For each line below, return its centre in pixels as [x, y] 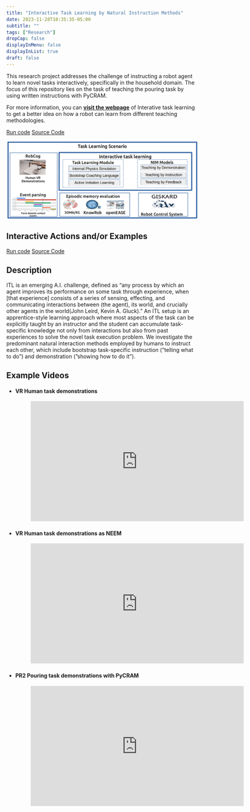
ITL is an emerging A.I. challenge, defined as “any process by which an [95, 285]
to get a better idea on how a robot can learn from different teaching [92, 113]
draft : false [23, 58]
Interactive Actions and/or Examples [77, 236]
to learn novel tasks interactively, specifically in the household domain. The [100, 82]
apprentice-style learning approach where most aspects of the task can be [100, 317]
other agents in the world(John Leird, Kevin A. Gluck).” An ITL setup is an [98, 311]
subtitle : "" [23, 26]
